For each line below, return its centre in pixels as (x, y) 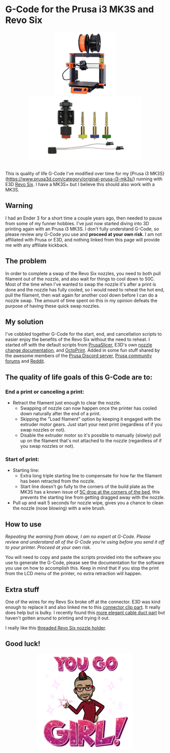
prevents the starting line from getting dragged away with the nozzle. (92, 497)
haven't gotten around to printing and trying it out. (58, 618)
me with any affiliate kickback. (37, 245)
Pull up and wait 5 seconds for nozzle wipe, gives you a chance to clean (88, 503)
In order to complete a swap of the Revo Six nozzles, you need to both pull (83, 273)
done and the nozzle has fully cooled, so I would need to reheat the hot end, (85, 289)
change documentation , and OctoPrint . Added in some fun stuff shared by (83, 351)
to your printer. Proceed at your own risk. (48, 547)
